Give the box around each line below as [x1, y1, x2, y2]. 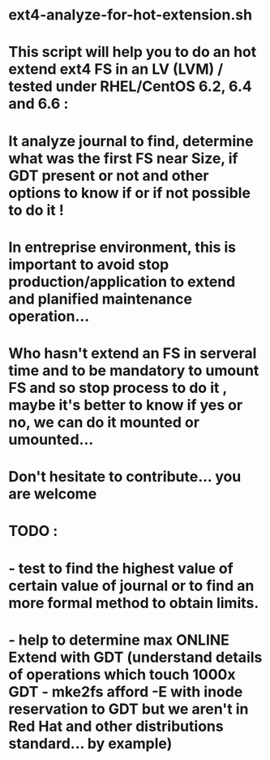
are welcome [8, 485, 97, 503]
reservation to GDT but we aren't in [8, 700, 249, 718]
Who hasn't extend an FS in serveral [8, 343, 257, 362]
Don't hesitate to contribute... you [8, 468, 242, 486]
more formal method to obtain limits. [8, 594, 259, 612]
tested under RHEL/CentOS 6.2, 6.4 [8, 77, 253, 96]
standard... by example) [8, 734, 173, 753]
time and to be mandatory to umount [8, 361, 259, 379]
